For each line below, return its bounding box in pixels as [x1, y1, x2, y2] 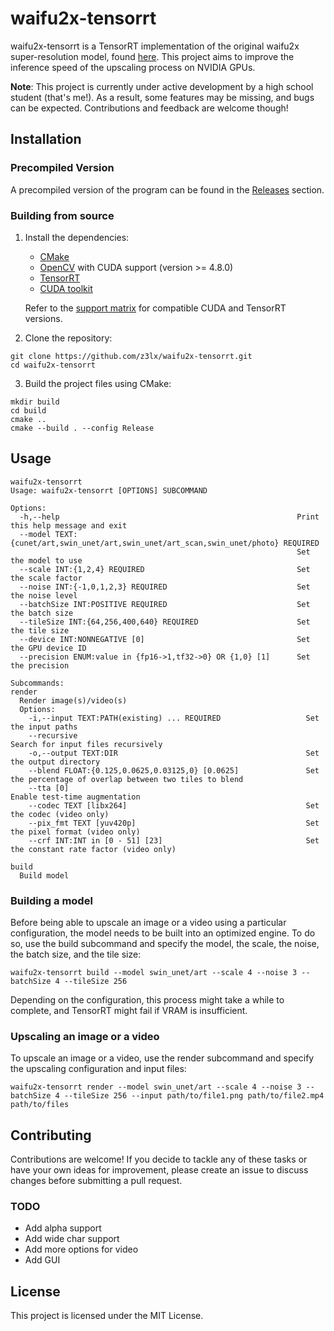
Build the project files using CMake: [24, 377, 172, 389]
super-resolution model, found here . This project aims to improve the [10, 50, 295, 62]
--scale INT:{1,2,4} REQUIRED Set [19, 564, 311, 574]
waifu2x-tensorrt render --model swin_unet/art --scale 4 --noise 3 [10, 1082, 302, 1092]
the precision [10, 660, 70, 671]
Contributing [10, 1127, 92, 1144]
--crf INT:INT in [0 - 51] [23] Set [28, 835, 320, 846]
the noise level [10, 590, 78, 601]
